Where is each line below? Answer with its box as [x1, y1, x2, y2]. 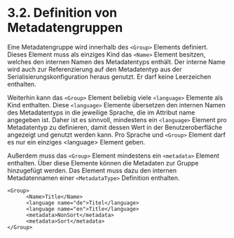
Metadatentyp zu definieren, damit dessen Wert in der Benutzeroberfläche [7, 123, 223, 131]
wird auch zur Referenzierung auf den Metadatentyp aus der [7, 65, 182, 73]
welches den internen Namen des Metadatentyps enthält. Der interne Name [7, 57, 226, 66]
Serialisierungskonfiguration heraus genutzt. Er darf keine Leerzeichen [7, 72, 212, 81]
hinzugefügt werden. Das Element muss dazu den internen [7, 166, 177, 174]
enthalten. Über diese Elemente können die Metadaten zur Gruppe [7, 158, 199, 167]
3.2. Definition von [7, 5, 118, 21]
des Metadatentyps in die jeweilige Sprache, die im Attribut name [7, 108, 195, 117]
